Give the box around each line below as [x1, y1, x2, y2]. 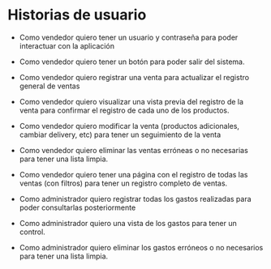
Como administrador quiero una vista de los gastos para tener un [19, 218, 237, 228]
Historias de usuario [7, 6, 147, 24]
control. [19, 227, 45, 237]
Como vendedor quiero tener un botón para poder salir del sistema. [19, 57, 245, 66]
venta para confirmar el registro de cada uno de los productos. [19, 105, 230, 115]
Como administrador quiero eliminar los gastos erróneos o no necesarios [19, 242, 264, 252]
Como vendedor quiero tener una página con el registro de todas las [19, 169, 248, 179]
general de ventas [19, 81, 80, 91]
